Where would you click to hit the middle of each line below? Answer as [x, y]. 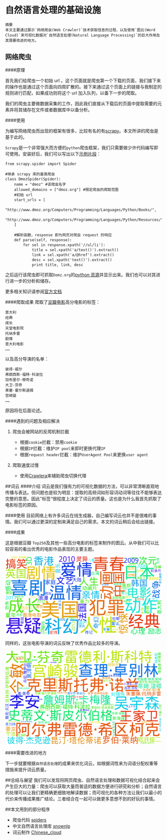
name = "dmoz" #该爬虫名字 [40, 184]
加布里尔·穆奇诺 [19, 380]
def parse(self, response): [43, 240]
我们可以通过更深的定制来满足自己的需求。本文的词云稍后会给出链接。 [85, 521]
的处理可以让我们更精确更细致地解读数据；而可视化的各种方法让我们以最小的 [83, 793]
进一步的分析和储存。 [31, 281]
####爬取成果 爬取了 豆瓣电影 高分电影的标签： [53, 302]
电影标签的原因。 [23, 504]
